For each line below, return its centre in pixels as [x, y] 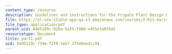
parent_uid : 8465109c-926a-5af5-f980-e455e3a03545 [60, 29]
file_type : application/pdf [35, 24]
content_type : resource [31, 10]
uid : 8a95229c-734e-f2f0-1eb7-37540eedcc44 [52, 44]
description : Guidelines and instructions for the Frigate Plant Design [84, 15]
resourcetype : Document [31, 34]
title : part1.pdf [24, 39]
